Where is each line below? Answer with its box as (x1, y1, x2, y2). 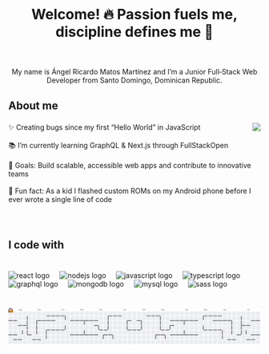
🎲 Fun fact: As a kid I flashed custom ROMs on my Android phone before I (8, 186, 251, 196)
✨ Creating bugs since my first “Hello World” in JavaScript (8, 123, 201, 132)
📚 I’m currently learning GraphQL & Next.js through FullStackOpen (8, 141, 229, 151)
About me (8, 99, 58, 112)
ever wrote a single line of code (8, 195, 113, 204)
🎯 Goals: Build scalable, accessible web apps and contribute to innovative (8, 161, 251, 171)
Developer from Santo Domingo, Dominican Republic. (46, 75, 223, 85)
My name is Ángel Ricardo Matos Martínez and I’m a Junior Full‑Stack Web (11, 67, 258, 77)
